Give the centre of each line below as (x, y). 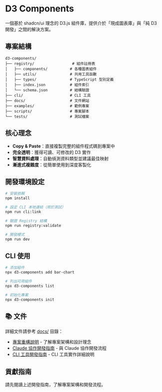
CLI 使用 (18, 256)
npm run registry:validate (33, 225)
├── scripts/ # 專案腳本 (47, 111)
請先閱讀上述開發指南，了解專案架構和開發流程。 (55, 385)
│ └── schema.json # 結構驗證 (47, 90)
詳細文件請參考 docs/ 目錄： (34, 331)
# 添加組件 (15, 268)
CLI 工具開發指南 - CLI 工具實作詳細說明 (53, 355)
